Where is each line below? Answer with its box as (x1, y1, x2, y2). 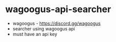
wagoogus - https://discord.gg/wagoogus (12, 20, 101, 26)
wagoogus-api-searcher (5, 4, 111, 15)
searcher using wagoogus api (12, 25, 75, 31)
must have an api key (12, 31, 57, 37)
